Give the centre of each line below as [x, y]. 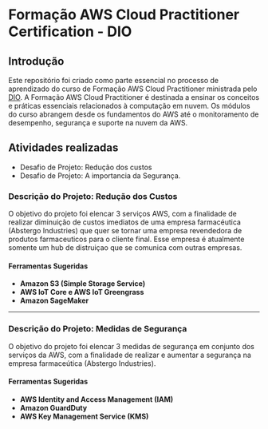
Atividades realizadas [63, 148]
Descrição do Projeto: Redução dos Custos [93, 196]
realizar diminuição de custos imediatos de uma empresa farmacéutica [125, 222]
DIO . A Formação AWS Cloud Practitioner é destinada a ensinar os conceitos [134, 97]
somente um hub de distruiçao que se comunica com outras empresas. [125, 248]
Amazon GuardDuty [53, 407]
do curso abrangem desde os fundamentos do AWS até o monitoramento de [134, 114]
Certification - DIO [70, 32]
